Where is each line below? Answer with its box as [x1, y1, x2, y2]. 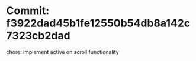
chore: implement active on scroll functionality [6, 48, 120, 55]
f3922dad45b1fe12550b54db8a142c [6, 16, 191, 30]
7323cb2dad [6, 29, 70, 42]
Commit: [6, 4, 50, 18]
